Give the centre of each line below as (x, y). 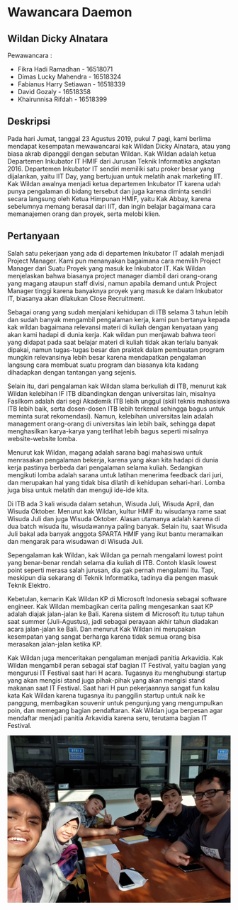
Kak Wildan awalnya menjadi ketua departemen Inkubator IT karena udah (114, 183)
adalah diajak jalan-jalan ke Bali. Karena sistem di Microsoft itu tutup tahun (116, 614)
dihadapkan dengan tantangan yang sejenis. (72, 372)
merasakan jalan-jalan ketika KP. (55, 644)
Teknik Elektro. (29, 585)
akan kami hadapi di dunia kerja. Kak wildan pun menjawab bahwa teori (112, 334)
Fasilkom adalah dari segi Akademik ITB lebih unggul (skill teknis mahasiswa (119, 401)
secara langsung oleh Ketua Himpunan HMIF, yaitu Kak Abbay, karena (109, 198)
